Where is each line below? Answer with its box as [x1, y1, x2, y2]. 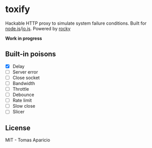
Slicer [12, 109, 25, 115]
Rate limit [12, 97, 32, 104]
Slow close [12, 103, 36, 109]
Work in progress [5, 35, 42, 41]
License [5, 123, 31, 132]
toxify [5, 4, 30, 15]
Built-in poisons [5, 50, 56, 58]
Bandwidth [12, 80, 35, 86]
